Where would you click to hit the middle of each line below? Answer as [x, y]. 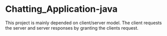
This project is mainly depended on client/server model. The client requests [83, 23]
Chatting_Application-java [61, 9]
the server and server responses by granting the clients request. [72, 28]
